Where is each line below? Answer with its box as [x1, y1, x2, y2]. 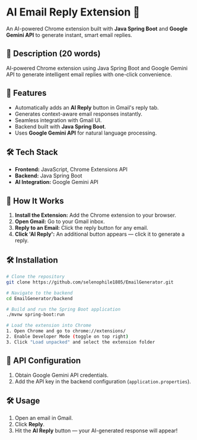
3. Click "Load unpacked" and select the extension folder [6, 339, 155, 345]
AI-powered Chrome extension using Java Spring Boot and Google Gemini [6, 64, 188, 71]
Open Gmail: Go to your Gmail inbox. [14, 218, 105, 225]
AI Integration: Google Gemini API [14, 179, 99, 186]
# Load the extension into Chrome [6, 323, 92, 329]
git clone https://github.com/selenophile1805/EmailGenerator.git [6, 279, 174, 285]
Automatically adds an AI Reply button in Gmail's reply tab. [14, 104, 159, 111]
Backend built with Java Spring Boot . [14, 123, 106, 130]
